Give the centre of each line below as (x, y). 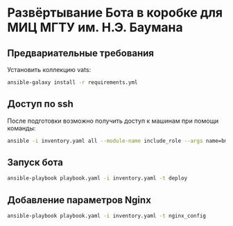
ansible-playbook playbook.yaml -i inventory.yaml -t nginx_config (107, 216)
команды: (21, 128)
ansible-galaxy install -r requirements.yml (72, 82)
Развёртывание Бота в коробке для (115, 13)
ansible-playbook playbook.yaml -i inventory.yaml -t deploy (97, 178)
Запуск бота (35, 162)
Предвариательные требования (81, 53)
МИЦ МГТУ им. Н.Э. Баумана (95, 27)
